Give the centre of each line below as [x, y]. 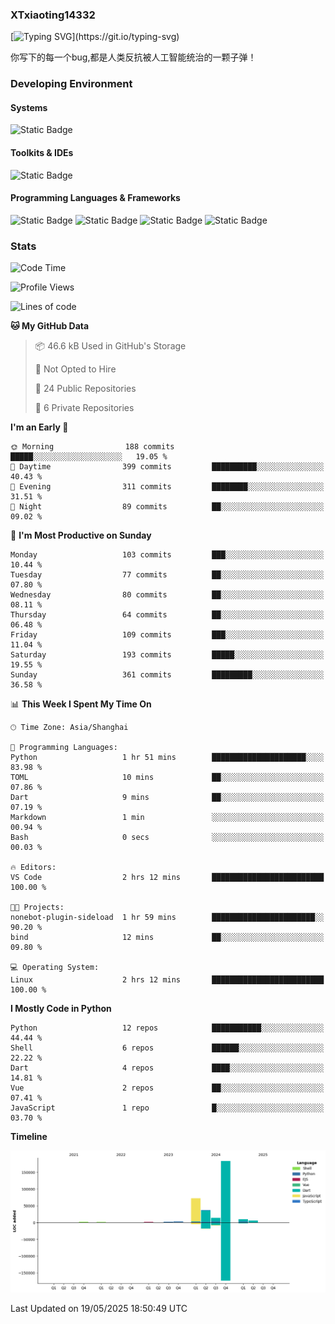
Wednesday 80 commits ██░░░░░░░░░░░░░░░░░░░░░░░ [167, 595]
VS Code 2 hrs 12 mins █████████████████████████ [167, 878]
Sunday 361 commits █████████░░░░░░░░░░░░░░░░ [167, 675]
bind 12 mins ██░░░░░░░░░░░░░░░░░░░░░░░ [167, 938]
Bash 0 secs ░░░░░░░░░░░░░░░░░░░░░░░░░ [167, 838]
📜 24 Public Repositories [85, 389]
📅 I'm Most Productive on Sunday [81, 535]
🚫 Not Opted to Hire [75, 369]
